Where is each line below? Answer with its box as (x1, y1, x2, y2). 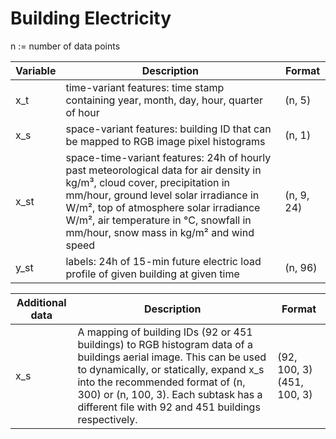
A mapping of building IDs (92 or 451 (77, 325, 253, 339)
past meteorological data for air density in (65, 163, 262, 177)
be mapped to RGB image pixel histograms (65, 134, 266, 148)
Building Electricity (10, 7, 172, 30)
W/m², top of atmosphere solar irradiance (65, 200, 261, 214)
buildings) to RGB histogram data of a (77, 337, 254, 351)
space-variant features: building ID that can (65, 122, 272, 136)
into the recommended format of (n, (77, 375, 246, 389)
